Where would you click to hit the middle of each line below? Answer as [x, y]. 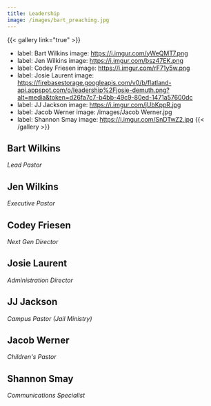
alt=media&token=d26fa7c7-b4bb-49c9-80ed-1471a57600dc [105, 97]
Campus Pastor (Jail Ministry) [50, 318]
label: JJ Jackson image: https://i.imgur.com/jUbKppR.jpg [99, 104]
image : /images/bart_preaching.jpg [58, 20]
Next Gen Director [33, 241]
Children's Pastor [32, 357]
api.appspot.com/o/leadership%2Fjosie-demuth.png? [93, 90]
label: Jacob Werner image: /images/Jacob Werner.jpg [94, 112]
